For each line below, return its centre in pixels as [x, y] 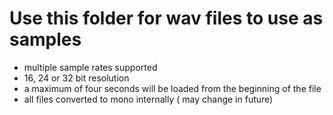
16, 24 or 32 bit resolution [76, 78]
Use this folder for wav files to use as [166, 18]
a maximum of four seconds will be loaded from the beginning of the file [172, 88]
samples [45, 39]
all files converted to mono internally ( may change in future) [148, 99]
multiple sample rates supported [90, 67]
